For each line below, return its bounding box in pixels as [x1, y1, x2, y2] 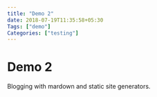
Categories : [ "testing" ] [7, 29, 79, 37]
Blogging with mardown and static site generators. [7, 82, 151, 91]
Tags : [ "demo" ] [7, 23, 51, 30]
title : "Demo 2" [7, 10, 54, 17]
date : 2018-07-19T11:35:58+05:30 [7, 17, 104, 24]
